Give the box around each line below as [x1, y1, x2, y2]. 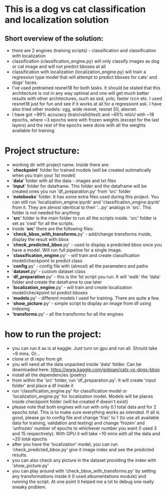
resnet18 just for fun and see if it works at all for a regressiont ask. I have [11, 101, 162, 106]
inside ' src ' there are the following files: [11, 225, 94, 231]
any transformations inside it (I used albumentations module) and [11, 473, 146, 479]
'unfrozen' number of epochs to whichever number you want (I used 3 [11, 425, 157, 431]
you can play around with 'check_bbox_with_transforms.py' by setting [11, 468, 156, 474]
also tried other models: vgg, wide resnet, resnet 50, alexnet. [11, 106, 137, 112]
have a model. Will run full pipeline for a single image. [11, 247, 122, 253]
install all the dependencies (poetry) [11, 372, 86, 378]
